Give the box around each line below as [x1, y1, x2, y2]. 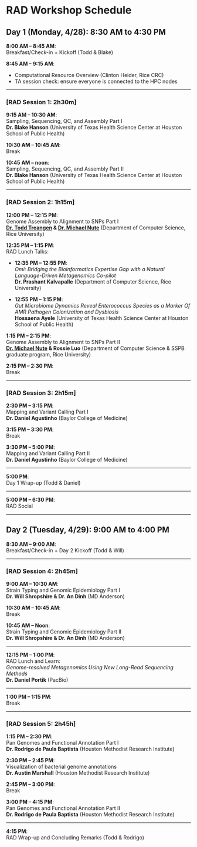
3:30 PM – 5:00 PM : [6, 443, 55, 451]
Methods [6, 670, 28, 677]
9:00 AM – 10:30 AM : [6, 581, 59, 587]
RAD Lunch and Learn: [6, 658, 60, 665]
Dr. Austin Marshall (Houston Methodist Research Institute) [6, 769, 150, 776]
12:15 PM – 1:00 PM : [6, 651, 55, 658]
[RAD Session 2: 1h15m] [6, 198, 75, 206]
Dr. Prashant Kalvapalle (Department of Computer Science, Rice [14, 278, 172, 285]
